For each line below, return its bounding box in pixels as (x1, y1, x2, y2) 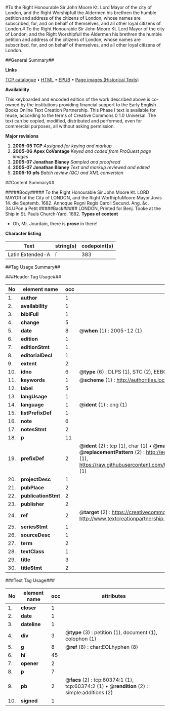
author (21, 295, 37, 301)
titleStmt (21, 564, 42, 571)
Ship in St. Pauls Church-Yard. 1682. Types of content (5, 211, 118, 217)
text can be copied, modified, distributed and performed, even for (5, 118, 143, 123)
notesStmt (21, 426, 47, 433)
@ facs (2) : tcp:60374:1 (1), (65, 677, 134, 683)
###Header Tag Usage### (5, 274, 62, 280)
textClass (21, 548, 45, 555)
